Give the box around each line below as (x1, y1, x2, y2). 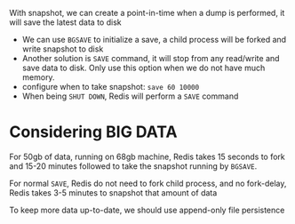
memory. (21, 72, 55, 83)
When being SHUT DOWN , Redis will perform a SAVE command (21, 91, 239, 101)
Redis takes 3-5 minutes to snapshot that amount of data (9, 187, 218, 198)
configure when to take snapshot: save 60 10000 (21, 82, 200, 92)
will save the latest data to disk (9, 17, 122, 28)
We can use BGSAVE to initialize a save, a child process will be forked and (21, 35, 287, 44)
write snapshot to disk (21, 44, 104, 54)
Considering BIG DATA (9, 122, 178, 142)
